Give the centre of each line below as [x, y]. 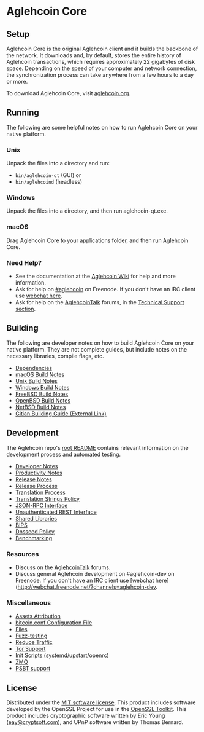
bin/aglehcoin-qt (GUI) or [48, 175]
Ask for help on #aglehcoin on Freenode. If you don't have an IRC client [105, 289]
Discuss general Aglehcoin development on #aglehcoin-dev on [95, 573]
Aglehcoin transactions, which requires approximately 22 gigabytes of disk [101, 62]
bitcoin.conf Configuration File [54, 623]
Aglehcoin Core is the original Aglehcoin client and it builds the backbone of [102, 49]
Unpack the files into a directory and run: [58, 163]
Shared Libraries [36, 518]
